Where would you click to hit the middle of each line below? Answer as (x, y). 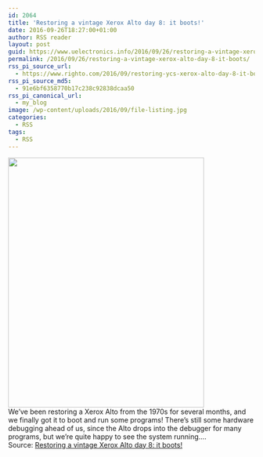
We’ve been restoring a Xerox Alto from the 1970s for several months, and (127, 412)
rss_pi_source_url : (40, 67)
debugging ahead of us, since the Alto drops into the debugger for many (125, 428)
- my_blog (31, 103)
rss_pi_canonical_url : (45, 96)
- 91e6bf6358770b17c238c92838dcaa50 (75, 88)
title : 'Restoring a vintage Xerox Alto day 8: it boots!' (106, 23)
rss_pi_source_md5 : (40, 81)
